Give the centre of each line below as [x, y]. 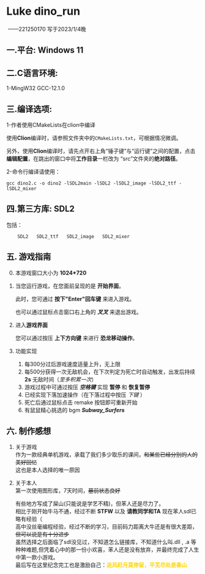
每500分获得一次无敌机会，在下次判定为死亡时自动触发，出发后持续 [110, 372]
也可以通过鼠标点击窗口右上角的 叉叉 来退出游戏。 [78, 312]
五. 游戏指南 [29, 257]
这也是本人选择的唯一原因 [47, 470]
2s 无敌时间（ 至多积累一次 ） [61, 379]
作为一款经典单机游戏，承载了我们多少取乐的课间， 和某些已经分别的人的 [106, 454]
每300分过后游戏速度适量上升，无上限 [72, 364]
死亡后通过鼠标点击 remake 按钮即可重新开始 [81, 402]
